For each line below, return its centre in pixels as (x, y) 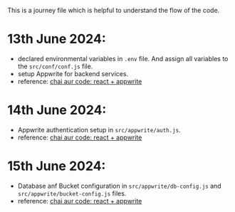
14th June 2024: (57, 110)
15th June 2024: (57, 166)
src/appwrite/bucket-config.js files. (72, 193)
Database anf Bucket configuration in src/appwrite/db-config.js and (120, 186)
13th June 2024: (57, 39)
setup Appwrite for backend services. (73, 73)
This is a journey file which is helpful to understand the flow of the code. (114, 10)
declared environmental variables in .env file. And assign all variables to (123, 58)
